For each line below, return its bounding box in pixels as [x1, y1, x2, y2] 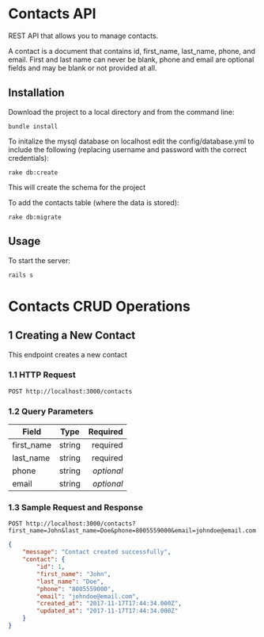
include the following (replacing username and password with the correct [8, 144, 247, 154]
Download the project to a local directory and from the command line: [8, 107, 235, 116]
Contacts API [8, 5, 96, 23]
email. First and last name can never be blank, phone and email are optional [8, 55, 255, 64]
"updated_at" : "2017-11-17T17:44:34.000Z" [36, 607, 179, 615]
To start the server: [8, 255, 71, 265]
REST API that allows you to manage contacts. [8, 31, 159, 40]
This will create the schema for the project [8, 182, 146, 192]
